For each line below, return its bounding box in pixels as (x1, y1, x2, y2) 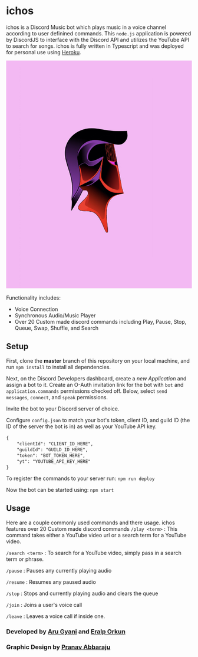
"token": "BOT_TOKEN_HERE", (16, 452, 85, 458)
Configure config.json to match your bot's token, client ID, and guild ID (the (6, 416, 190, 423)
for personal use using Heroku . (6, 48, 81, 55)
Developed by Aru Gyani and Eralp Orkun (6, 627, 126, 635)
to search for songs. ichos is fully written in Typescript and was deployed (6, 42, 184, 50)
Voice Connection (14, 305, 58, 313)
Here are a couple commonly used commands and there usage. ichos (6, 519, 175, 526)
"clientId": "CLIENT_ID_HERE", (16, 441, 94, 446)
